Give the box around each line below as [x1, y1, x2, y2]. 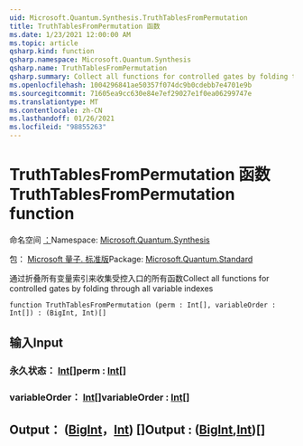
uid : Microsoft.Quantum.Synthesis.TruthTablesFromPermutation [9, 13, 248, 23]
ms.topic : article [9, 38, 78, 48]
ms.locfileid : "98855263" [9, 123, 106, 132]
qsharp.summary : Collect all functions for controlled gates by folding [9, 72, 289, 81]
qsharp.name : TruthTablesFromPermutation [9, 64, 168, 73]
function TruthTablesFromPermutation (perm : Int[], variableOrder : [9, 300, 277, 309]
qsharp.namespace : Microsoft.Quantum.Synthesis [9, 55, 192, 64]
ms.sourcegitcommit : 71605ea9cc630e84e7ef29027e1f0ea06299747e [9, 89, 252, 98]
